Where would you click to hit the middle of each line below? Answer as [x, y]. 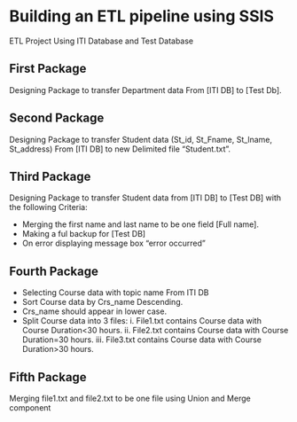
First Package [48, 69]
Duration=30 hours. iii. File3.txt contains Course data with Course [142, 340]
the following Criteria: [49, 207]
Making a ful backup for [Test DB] [84, 234]
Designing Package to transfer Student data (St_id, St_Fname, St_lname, [141, 139]
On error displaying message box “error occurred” [114, 243]
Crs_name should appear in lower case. [94, 311]
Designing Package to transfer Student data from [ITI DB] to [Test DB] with [145, 198]
